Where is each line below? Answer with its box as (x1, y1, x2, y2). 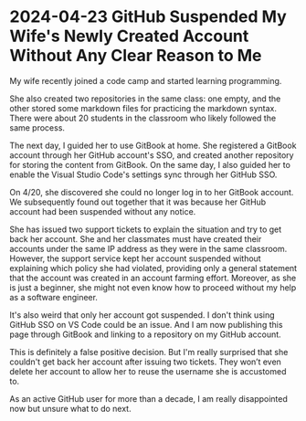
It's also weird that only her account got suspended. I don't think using (9, 309, 276, 321)
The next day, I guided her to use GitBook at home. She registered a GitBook (9, 140, 297, 151)
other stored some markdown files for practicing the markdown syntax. (9, 102, 277, 113)
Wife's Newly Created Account (9, 26, 249, 47)
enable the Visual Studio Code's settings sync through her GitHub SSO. (9, 169, 278, 180)
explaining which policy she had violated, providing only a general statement (9, 262, 298, 273)
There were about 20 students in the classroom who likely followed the (9, 112, 277, 123)
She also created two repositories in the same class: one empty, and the (9, 93, 281, 104)
